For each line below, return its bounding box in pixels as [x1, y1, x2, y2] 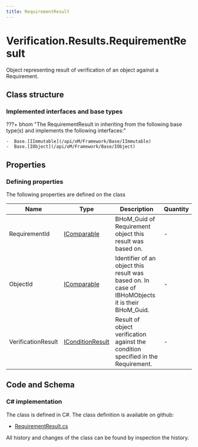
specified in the [114, 352, 158, 361]
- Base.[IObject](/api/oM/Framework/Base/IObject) [6, 144, 136, 150]
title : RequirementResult [6, 8, 70, 15]
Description [120, 205, 154, 213]
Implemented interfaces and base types [6, 107, 123, 115]
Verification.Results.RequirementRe [6, 34, 187, 47]
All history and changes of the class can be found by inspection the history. [6, 434, 190, 441]
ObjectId [9, 280, 33, 288]
